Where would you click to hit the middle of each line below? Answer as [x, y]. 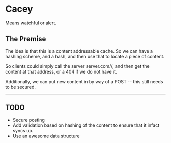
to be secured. [21, 87]
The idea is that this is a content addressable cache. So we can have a [79, 51]
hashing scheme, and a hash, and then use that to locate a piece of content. [85, 56]
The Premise [26, 39]
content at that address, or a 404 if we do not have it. [61, 71]
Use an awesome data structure [46, 136]
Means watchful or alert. [31, 23]
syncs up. [23, 130]
